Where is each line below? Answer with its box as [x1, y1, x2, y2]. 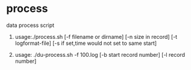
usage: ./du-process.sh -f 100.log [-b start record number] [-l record [14, 51, 186, 58]
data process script [6, 22, 55, 29]
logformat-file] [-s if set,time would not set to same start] [14, 39, 157, 47]
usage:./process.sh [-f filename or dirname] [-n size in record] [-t [14, 33, 178, 40]
